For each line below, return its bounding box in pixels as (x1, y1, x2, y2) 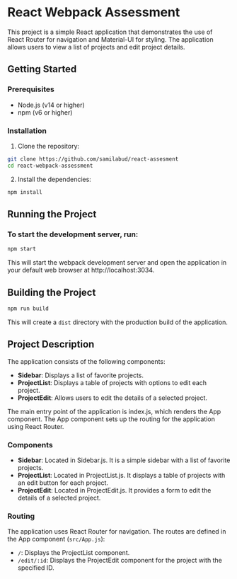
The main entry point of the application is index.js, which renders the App (7, 407, 221, 415)
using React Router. (7, 422, 64, 430)
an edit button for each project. (17, 478, 108, 487)
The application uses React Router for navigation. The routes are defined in (7, 527, 226, 536)
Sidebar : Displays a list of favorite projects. (17, 371, 144, 379)
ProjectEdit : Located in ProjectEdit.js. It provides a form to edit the (17, 486, 212, 494)
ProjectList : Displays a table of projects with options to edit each (17, 378, 207, 386)
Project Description (7, 338, 95, 350)
